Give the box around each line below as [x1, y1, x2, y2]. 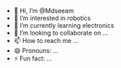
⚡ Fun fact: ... [13, 54, 52, 62]
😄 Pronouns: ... [13, 46, 59, 55]
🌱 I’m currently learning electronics [13, 22, 115, 29]
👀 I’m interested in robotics [13, 14, 91, 22]
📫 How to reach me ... [13, 37, 79, 44]
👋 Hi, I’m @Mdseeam [13, 7, 74, 15]
